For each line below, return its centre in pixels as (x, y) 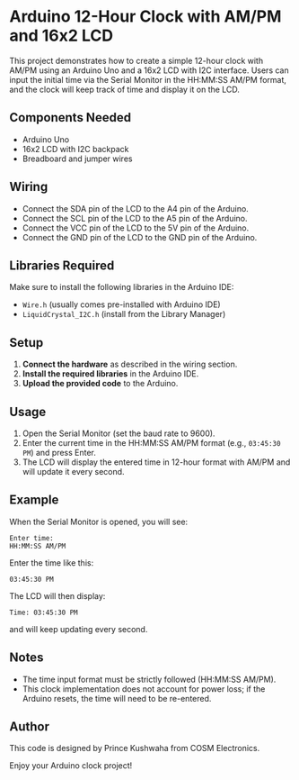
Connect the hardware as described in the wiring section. (130, 364)
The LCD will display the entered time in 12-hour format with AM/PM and (156, 462)
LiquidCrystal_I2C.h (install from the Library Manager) (124, 314)
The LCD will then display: (57, 595)
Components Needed (70, 118)
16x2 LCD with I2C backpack (75, 149)
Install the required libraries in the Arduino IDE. (110, 374)
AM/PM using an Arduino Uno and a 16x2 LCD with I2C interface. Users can (149, 70)
